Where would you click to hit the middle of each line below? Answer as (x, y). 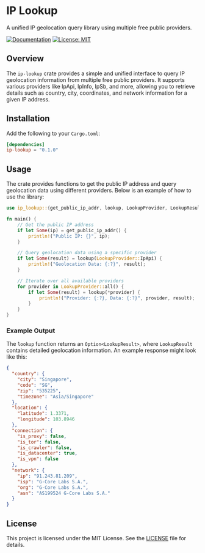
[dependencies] (26, 144)
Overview (25, 59)
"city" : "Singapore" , (45, 379)
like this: (17, 357)
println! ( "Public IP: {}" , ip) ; (70, 236)
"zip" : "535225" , (39, 391)
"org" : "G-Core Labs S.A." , (53, 487)
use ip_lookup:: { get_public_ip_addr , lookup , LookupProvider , (87, 208)
